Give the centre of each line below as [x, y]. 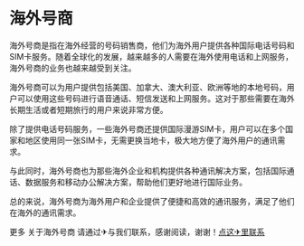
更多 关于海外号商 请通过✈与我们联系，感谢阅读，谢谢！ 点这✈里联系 [137, 232]
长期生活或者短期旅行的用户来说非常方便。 [89, 109]
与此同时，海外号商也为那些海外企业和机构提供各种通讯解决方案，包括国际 [148, 170]
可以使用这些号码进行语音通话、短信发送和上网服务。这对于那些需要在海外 [156, 98]
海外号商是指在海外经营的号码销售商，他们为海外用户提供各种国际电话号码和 [152, 45]
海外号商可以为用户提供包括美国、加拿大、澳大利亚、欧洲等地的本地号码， [148, 87]
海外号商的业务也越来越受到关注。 [73, 68]
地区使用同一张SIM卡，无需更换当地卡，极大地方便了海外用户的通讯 [151, 140]
